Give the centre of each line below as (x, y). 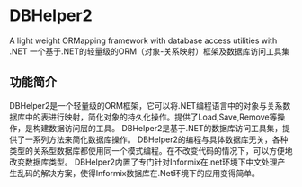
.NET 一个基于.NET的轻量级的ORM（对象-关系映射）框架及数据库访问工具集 (150, 51)
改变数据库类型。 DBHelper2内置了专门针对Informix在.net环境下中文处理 (143, 162)
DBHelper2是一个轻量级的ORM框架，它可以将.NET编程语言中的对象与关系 (146, 105)
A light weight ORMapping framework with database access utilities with (143, 40)
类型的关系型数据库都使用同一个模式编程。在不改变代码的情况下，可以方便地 (151, 150)
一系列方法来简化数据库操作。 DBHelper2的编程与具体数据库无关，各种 (156, 139)
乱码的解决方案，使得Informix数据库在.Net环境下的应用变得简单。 (138, 173)
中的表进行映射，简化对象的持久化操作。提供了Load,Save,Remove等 (151, 117)
